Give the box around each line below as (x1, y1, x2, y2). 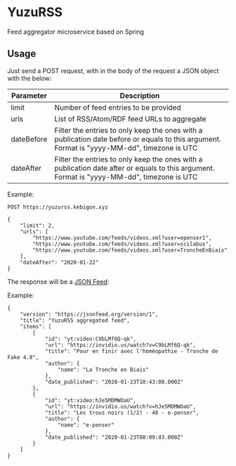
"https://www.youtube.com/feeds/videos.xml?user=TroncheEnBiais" (32, 247, 228, 254)
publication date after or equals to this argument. (54, 163, 215, 173)
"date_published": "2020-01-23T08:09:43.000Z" (44, 434, 184, 441)
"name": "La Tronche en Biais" (57, 366, 150, 373)
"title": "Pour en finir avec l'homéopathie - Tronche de (44, 347, 218, 355)
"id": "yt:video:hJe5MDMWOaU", (44, 396, 137, 404)
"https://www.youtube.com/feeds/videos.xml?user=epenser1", (32, 234, 212, 241)
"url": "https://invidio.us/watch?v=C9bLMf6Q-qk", (44, 342, 197, 349)
